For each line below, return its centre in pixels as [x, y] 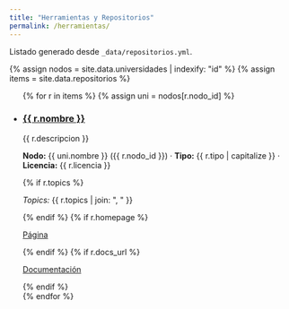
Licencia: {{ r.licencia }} [66, 165]
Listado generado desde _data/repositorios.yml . [101, 51]
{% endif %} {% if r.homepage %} [85, 217]
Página [35, 235]
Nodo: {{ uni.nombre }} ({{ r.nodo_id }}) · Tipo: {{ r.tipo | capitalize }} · [151, 155]
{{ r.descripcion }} [56, 138]
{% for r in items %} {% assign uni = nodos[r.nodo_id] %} [128, 96]
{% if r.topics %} [53, 182]
